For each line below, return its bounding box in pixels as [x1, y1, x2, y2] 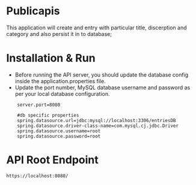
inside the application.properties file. [14, 77, 106, 84]
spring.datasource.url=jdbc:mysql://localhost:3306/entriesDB [17, 117, 176, 123]
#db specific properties [17, 112, 79, 118]
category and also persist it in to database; [6, 30, 112, 37]
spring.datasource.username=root [17, 128, 101, 134]
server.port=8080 [17, 102, 61, 108]
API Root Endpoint [6, 153, 99, 167]
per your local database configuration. [14, 90, 110, 97]
